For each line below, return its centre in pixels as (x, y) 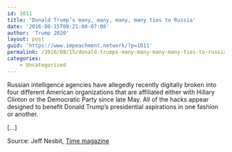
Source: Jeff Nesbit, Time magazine (58, 141)
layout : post (26, 39)
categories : (24, 59)
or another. (23, 114)
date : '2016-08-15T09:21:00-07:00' (58, 26)
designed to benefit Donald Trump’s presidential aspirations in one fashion (113, 106)
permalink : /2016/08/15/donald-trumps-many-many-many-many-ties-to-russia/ (118, 53)
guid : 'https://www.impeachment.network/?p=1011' (80, 46)
